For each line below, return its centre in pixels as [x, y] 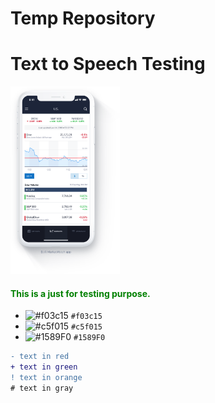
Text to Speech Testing [108, 64]
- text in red [40, 357]
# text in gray [42, 388]
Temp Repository [83, 18]
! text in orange [46, 378]
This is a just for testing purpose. [80, 293]
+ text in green [44, 367]
